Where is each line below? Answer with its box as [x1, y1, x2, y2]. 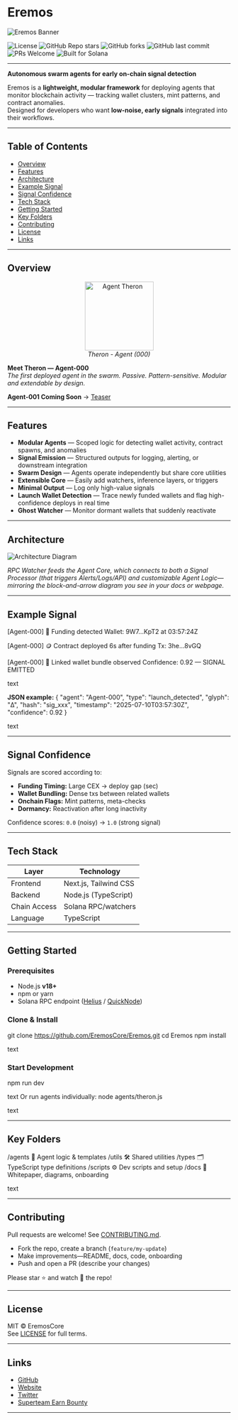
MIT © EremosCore [7, 1322, 64, 1331]
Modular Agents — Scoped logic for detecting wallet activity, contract [17, 438, 223, 447]
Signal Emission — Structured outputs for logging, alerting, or [17, 454, 199, 462]
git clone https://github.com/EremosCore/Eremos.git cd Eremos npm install [7, 1031, 227, 1039]
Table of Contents [7, 141, 89, 153]
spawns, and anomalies [17, 446, 87, 454]
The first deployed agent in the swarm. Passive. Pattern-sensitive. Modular [7, 371, 227, 380]
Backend [11, 890, 40, 900]
